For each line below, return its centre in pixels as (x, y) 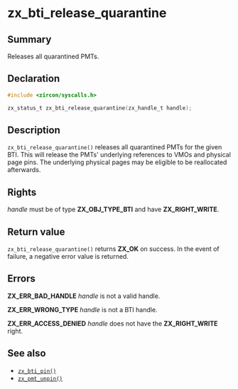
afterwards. (24, 170)
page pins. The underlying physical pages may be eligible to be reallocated (117, 162)
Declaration (34, 79)
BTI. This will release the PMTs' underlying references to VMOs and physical (119, 155)
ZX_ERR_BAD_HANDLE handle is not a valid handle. (84, 296)
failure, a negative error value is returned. (68, 256)
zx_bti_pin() (37, 371)
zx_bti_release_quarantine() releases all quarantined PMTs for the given (115, 147)
